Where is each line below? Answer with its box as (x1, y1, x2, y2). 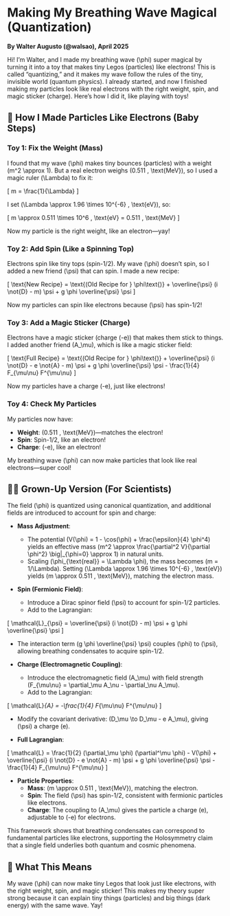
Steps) (7, 122, 36, 135)
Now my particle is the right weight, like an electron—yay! (7, 227, 170, 235)
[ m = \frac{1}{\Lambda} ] (7, 187, 79, 195)
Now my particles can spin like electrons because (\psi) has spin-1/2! (7, 300, 203, 309)
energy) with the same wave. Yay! (7, 902, 103, 910)
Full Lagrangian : (16, 735, 64, 744)
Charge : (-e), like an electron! (16, 443, 102, 451)
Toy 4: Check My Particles (7, 399, 97, 409)
